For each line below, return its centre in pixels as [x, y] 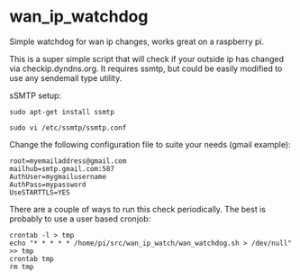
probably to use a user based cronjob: [80, 219]
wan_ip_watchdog [79, 17]
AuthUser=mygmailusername [58, 176]
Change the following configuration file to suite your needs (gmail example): [150, 144]
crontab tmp [32, 258]
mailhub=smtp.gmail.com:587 [62, 168]
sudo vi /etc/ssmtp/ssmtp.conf [68, 128]
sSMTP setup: [35, 95]
